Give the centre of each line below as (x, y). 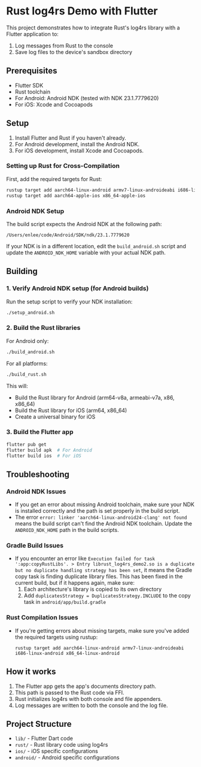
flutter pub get (26, 444)
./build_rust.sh (26, 374)
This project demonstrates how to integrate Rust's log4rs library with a (93, 28)
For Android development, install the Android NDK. (77, 144)
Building (22, 271)
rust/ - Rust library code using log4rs (61, 745)
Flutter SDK (29, 85)
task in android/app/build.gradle (65, 602)
